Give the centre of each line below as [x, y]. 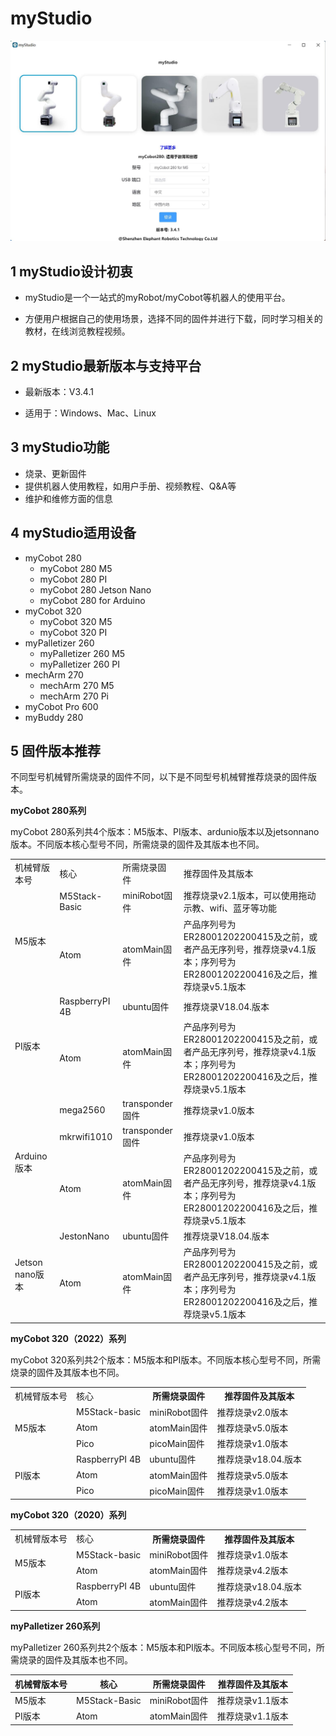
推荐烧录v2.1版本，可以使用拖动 [250, 896]
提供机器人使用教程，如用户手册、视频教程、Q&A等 [130, 486]
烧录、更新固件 [55, 473]
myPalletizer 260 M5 [82, 653]
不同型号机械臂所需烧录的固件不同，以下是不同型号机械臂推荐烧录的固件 [159, 777]
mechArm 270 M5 [77, 685]
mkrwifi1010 [86, 1136]
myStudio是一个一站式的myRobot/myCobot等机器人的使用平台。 [157, 298]
